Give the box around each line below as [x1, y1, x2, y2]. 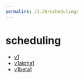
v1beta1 [13, 66, 32, 73]
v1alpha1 [13, 59, 34, 66]
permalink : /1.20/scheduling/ [5, 8, 79, 15]
